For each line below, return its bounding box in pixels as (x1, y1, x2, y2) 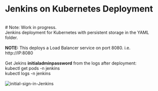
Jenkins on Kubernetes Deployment (5, 3, 153, 14)
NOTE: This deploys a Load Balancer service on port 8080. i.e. (5, 45, 131, 51)
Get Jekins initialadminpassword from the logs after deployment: (5, 60, 137, 66)
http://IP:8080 (5, 50, 33, 56)
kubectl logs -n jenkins (5, 70, 51, 76)
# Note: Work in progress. (5, 24, 57, 30)
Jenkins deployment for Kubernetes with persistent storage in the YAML (5, 29, 149, 35)
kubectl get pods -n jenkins (5, 65, 60, 71)
